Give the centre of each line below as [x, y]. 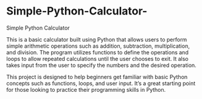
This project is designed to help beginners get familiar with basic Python [97, 77]
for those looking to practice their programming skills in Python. [86, 89]
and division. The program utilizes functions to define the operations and [97, 52]
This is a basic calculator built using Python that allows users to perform [97, 39]
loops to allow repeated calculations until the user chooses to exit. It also [97, 59]
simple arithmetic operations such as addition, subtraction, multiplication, [98, 46]
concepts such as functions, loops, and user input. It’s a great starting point [101, 83]
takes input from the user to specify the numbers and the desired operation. [101, 65]
